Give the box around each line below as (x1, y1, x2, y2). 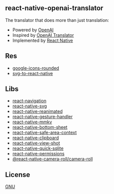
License (5, 170, 30, 179)
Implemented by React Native (12, 37, 73, 43)
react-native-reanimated (12, 108, 63, 114)
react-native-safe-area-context (12, 129, 77, 136)
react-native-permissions (12, 151, 65, 157)
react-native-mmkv (12, 119, 52, 125)
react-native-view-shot (12, 140, 60, 146)
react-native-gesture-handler (12, 114, 73, 120)
